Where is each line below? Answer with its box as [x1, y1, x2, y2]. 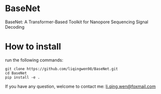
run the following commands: [5, 57, 64, 63]
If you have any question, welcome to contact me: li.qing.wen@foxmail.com [5, 83, 156, 89]
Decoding [5, 24, 25, 30]
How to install [5, 41, 62, 52]
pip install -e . [5, 75, 40, 80]
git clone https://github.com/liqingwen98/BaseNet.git [5, 66, 118, 71]
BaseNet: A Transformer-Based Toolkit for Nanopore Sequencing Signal [5, 19, 149, 25]
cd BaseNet [5, 71, 27, 76]
